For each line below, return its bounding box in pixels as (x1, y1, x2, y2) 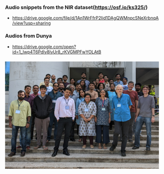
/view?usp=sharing (12, 20, 51, 26)
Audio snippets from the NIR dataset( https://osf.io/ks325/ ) (5, 4, 148, 11)
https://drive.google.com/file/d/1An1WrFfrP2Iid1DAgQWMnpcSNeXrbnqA (12, 15, 159, 21)
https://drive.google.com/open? (12, 44, 77, 50)
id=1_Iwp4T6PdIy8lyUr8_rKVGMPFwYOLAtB (12, 49, 102, 55)
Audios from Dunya (5, 32, 52, 39)
